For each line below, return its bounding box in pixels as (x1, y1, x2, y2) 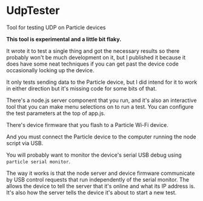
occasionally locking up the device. (6, 66, 95, 73)
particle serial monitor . (6, 157, 71, 165)
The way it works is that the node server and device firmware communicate (6, 169, 195, 177)
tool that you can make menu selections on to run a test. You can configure (6, 103, 194, 110)
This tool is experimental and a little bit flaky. (6, 35, 122, 43)
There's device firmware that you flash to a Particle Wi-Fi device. (6, 121, 168, 128)
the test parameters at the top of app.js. (6, 109, 105, 117)
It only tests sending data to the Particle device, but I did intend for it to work (6, 78, 198, 86)
